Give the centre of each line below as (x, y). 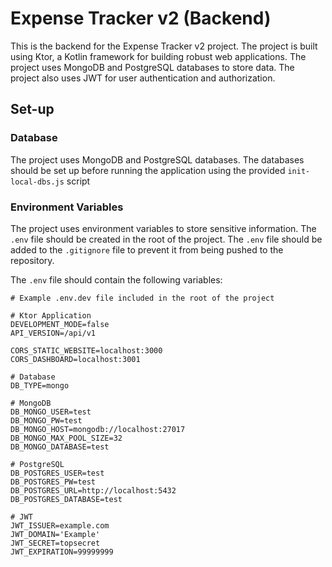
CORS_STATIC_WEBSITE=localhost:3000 (86, 350)
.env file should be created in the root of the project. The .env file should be (166, 239)
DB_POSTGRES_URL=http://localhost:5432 (93, 490)
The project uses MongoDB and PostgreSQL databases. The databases (157, 159)
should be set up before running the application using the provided (148, 170)
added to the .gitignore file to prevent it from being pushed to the (147, 249)
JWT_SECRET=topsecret (55, 543)
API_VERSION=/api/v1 (53, 333)
